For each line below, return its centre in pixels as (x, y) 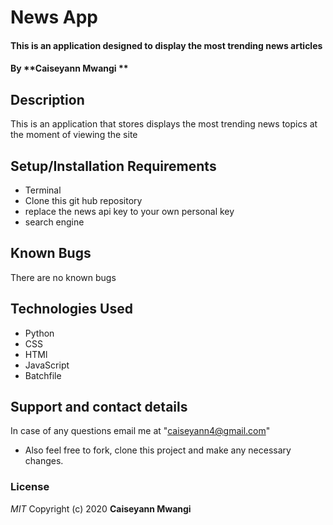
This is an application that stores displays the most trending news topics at (164, 124)
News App (54, 17)
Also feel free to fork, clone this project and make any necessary (158, 450)
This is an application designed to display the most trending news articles (166, 45)
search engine (54, 222)
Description (47, 99)
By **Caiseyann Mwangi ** (69, 68)
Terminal (43, 190)
